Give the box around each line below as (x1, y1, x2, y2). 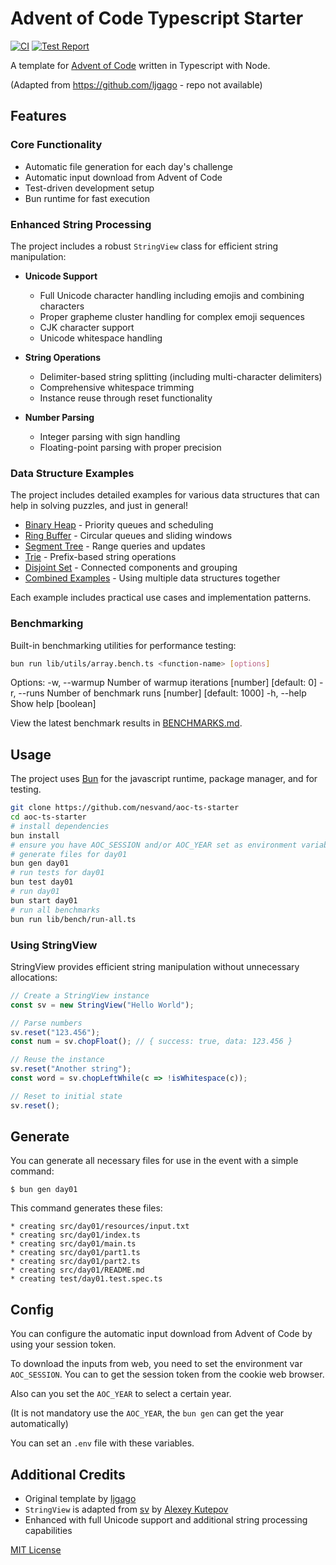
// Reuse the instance (10, 1055, 105, 1065)
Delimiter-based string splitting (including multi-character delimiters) (39, 370, 323, 382)
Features (10, 108, 67, 125)
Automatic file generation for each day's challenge (24, 160, 234, 172)
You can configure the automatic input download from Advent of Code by (10, 1328, 313, 1340)
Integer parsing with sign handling (39, 430, 181, 442)
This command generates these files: (10, 1202, 163, 1214)
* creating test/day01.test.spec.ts (10, 1274, 163, 1284)
